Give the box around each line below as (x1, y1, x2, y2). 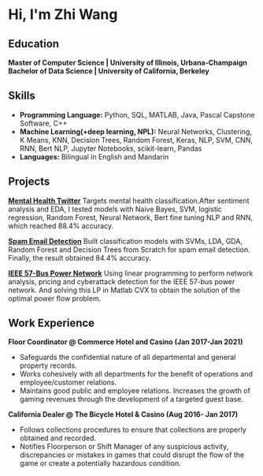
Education (8, 37, 60, 51)
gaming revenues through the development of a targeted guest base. (19, 395, 244, 404)
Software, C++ (19, 118, 68, 128)
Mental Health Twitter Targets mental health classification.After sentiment (8, 196, 250, 205)
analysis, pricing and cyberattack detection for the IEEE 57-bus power (8, 276, 235, 286)
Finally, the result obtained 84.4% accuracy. (8, 253, 151, 262)
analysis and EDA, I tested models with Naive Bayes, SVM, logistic (8, 204, 223, 214)
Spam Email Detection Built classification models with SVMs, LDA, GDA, (8, 236, 243, 245)
